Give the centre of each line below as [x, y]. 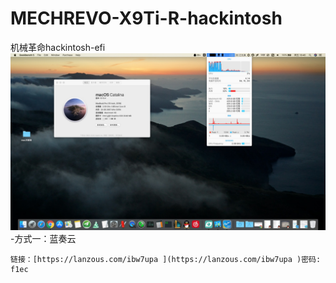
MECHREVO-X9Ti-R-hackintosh [146, 18]
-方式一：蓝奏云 [43, 239]
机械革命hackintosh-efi [58, 47]
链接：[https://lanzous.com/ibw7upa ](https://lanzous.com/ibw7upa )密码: [166, 260]
